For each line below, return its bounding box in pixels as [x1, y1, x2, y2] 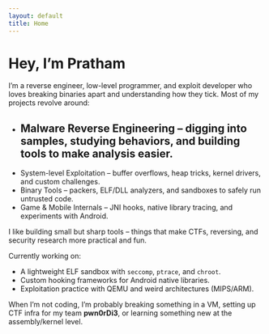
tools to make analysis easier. [19, 146, 173, 160]
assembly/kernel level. [8, 317, 83, 327]
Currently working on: [8, 252, 81, 261]
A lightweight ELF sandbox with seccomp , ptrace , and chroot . [19, 267, 221, 277]
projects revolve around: [8, 98, 90, 108]
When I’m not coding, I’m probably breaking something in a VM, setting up [8, 300, 257, 310]
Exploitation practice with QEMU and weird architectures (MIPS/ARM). [19, 284, 254, 294]
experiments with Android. [19, 211, 109, 221]
